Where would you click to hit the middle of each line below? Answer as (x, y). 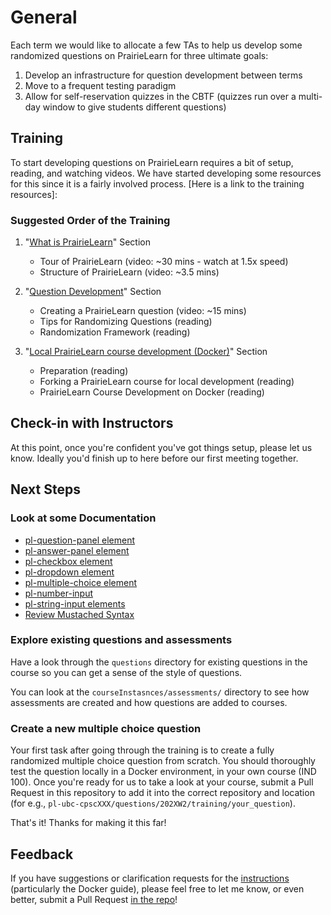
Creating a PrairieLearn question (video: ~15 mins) (143, 311)
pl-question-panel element (80, 540)
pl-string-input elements (75, 603)
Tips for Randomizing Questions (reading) (126, 322)
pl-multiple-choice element (81, 582)
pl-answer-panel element (77, 550)
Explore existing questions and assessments (121, 640)
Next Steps (45, 489)
